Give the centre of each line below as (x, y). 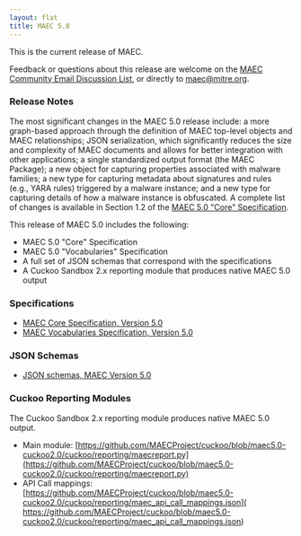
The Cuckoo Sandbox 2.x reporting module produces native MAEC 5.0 (139, 417)
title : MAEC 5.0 (40, 26)
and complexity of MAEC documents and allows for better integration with (146, 150)
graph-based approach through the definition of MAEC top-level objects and (151, 130)
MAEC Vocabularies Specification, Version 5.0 (107, 332)
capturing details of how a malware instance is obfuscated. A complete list (147, 198)
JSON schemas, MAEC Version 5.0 (87, 375)
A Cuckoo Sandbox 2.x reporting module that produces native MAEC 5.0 (156, 270)
